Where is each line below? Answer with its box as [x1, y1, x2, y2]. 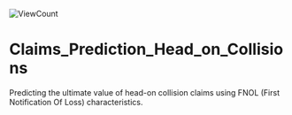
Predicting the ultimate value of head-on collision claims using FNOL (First [9, 87, 280, 97]
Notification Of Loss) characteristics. [9, 96, 143, 107]
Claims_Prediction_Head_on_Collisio [9, 40, 284, 59]
